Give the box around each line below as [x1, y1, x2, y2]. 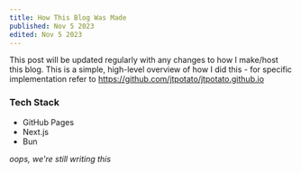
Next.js [22, 126, 50, 137]
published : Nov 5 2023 [9, 22, 95, 31]
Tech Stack [9, 96, 60, 109]
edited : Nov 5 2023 [9, 30, 83, 39]
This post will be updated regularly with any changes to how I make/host [9, 55, 279, 66]
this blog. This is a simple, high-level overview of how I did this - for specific [9, 64, 293, 75]
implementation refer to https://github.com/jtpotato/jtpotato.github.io [9, 74, 264, 85]
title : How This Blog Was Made [9, 13, 127, 23]
